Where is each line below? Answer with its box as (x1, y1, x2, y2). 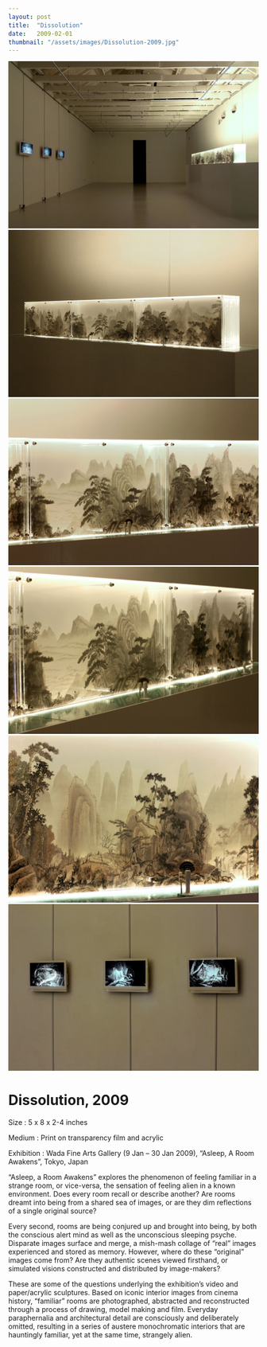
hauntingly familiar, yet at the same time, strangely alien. (8, 1330, 193, 1340)
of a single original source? (8, 1206, 97, 1216)
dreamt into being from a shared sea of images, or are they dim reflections (8, 1198, 252, 1208)
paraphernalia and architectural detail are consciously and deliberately (8, 1314, 239, 1323)
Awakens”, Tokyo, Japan (8, 1157, 89, 1166)
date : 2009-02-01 (8, 29, 73, 37)
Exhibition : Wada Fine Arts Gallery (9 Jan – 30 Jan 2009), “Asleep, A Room (8, 1149, 254, 1158)
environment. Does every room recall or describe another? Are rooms (8, 1189, 236, 1199)
